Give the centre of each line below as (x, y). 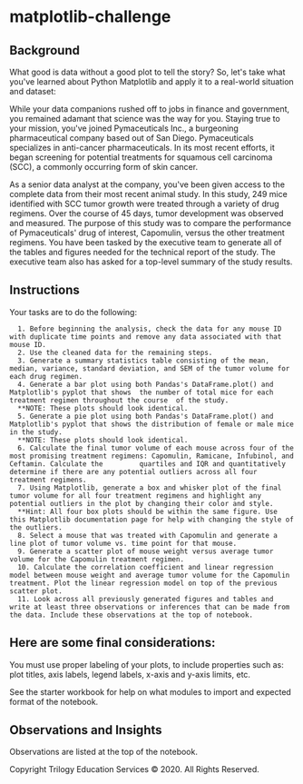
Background (44, 50)
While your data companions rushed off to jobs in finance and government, (150, 109)
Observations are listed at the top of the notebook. (103, 752)
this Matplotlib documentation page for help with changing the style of (152, 520)
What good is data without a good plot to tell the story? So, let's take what (147, 72)
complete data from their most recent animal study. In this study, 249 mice (148, 194)
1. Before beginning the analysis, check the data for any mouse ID (150, 329)
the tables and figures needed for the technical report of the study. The (142, 252)
